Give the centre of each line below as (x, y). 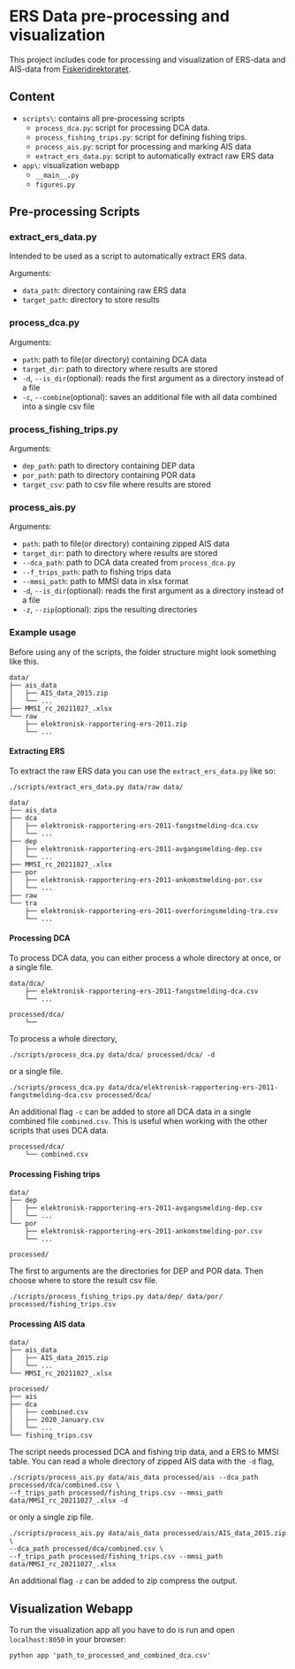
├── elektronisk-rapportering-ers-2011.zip (106, 724)
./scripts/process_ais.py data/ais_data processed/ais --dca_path (134, 1478)
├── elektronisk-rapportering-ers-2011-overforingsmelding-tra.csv (151, 911)
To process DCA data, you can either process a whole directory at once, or (145, 958)
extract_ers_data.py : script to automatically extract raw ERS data (155, 156)
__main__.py (57, 175)
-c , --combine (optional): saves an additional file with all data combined (149, 396)
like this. (24, 661)
